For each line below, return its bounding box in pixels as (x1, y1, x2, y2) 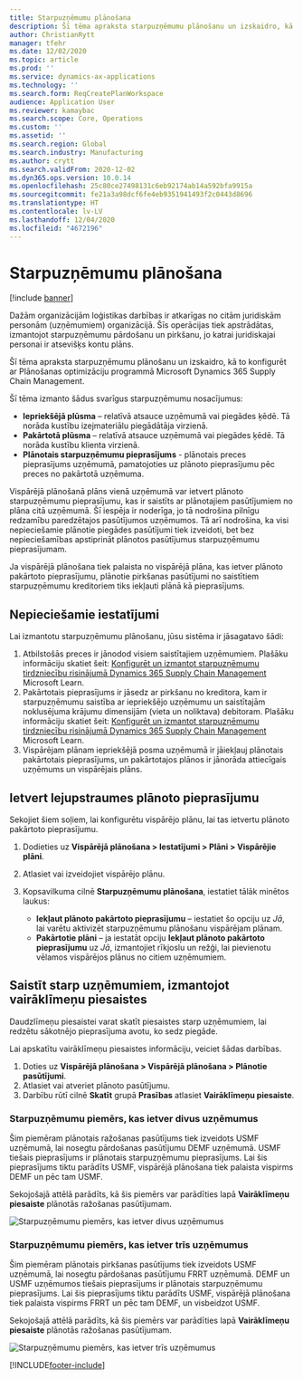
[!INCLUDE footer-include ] (9, 1360, 106, 1371)
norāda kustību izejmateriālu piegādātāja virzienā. (22, 420, 209, 431)
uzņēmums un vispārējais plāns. (22, 764, 143, 775)
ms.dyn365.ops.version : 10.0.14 (9, 173, 131, 182)
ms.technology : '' (9, 81, 79, 90)
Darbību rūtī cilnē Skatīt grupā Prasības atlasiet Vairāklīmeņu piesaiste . (22, 1089, 295, 1100)
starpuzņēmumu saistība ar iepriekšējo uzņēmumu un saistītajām (22, 696, 266, 707)
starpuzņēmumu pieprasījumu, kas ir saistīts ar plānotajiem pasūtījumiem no (9, 495, 294, 507)
